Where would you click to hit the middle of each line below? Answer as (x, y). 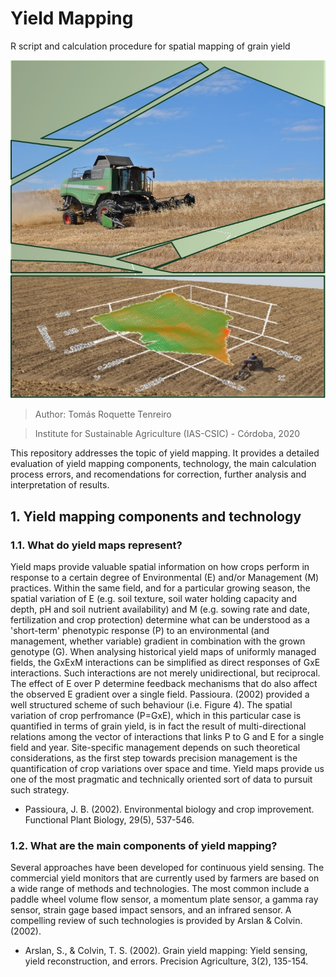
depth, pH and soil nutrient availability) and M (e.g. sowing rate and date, (160, 609)
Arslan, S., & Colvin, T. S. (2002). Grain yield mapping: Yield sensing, (166, 951)
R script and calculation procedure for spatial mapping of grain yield (150, 46)
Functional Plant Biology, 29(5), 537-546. (109, 820)
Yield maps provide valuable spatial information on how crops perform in (160, 567)
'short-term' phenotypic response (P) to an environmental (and (140, 631)
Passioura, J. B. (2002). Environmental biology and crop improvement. (169, 809)
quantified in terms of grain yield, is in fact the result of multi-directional (158, 726)
